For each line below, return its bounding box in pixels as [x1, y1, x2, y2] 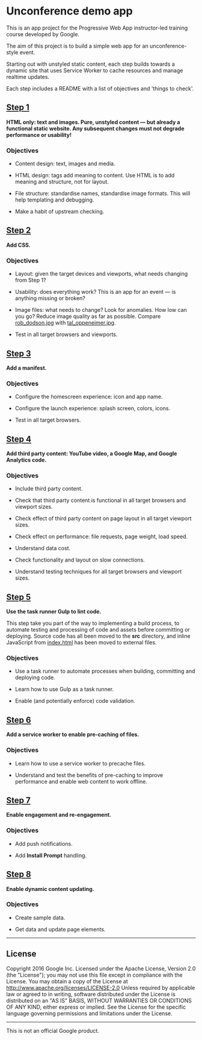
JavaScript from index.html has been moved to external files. [6, 639, 158, 646]
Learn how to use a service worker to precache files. [14, 759, 146, 767]
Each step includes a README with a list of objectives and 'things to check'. [6, 84, 194, 92]
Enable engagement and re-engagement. [6, 811, 112, 819]
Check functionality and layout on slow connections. [14, 556, 145, 563]
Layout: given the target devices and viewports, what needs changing [14, 270, 188, 277]
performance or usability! [6, 131, 72, 138]
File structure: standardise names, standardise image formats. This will [14, 190, 191, 197]
